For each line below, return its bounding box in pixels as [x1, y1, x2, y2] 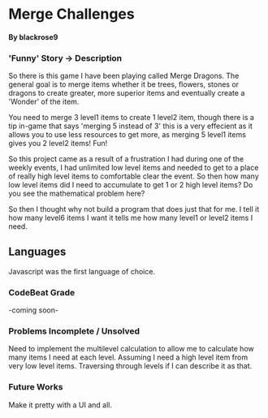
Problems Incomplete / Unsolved [8, 325, 140, 337]
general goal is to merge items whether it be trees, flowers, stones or [8, 80, 240, 89]
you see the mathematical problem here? [8, 188, 145, 199]
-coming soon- [8, 305, 59, 315]
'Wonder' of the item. [8, 97, 80, 106]
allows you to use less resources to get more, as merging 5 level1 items [8, 130, 246, 140]
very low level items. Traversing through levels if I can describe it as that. [8, 361, 253, 371]
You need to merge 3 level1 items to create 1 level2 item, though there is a [8, 113, 254, 123]
